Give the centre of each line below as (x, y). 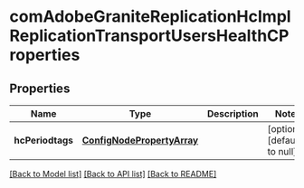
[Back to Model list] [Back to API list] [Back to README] (113, 174)
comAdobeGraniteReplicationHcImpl (150, 17)
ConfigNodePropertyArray (140, 140)
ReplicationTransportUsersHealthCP (149, 36)
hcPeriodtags (44, 140)
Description (233, 113)
